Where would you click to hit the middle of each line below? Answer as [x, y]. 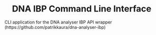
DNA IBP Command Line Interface [82, 9]
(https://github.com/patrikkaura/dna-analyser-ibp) [55, 27]
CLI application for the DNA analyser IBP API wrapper [58, 22]
